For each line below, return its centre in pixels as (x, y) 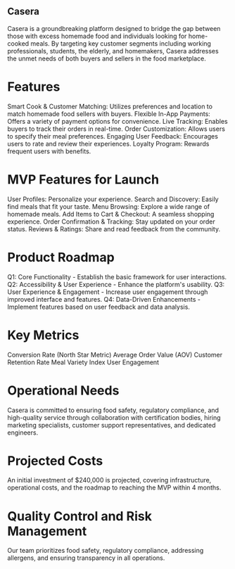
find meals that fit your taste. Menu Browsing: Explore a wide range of (109, 206)
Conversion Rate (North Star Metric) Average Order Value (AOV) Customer (115, 354)
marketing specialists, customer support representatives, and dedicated (112, 425)
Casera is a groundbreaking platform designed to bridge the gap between (114, 28)
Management (47, 531)
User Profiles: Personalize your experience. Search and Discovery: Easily (113, 199)
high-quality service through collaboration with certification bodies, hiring (114, 417)
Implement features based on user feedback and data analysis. (99, 307)
